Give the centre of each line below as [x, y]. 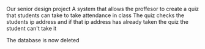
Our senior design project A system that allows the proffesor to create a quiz [103, 9]
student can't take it [32, 28]
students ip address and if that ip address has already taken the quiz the [97, 22]
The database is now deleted [43, 40]
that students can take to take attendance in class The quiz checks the [95, 15]
